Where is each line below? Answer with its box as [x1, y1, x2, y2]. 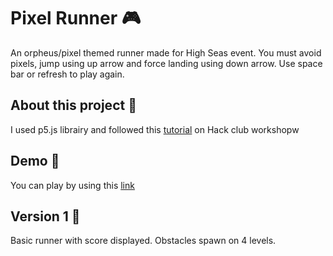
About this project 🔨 [10, 97, 137, 114]
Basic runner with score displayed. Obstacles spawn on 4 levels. [10, 235, 277, 247]
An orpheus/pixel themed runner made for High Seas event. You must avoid [10, 46, 322, 59]
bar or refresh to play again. [10, 68, 125, 80]
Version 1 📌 [10, 208, 81, 225]
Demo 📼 [10, 153, 60, 170]
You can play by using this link [10, 179, 135, 191]
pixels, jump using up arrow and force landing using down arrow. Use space [10, 57, 323, 69]
